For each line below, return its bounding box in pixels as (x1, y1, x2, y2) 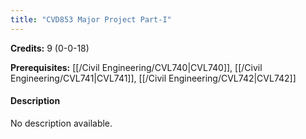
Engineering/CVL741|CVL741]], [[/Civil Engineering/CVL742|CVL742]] (10, 72, 297, 84)
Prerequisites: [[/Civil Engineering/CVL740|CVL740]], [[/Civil (10, 61, 263, 73)
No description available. (10, 117, 113, 129)
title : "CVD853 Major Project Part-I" (10, 14, 172, 25)
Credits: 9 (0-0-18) (10, 42, 90, 54)
